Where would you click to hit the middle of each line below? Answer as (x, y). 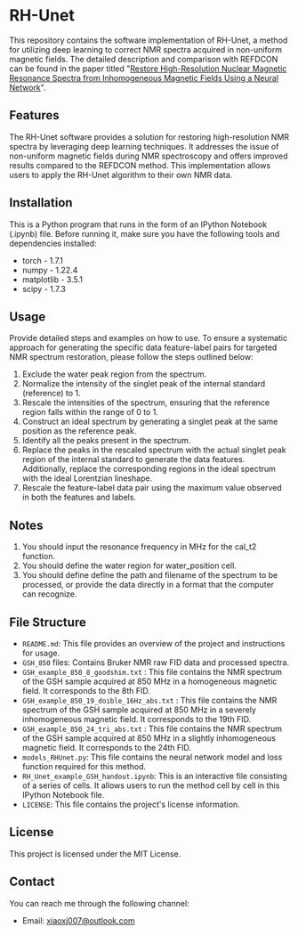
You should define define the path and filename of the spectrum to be (150, 575)
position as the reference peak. (79, 431)
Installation (41, 203)
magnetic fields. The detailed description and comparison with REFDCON (144, 59)
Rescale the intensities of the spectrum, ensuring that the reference (145, 402)
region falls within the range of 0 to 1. (90, 412)
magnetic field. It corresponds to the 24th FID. (107, 748)
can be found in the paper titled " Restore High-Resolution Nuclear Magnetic (148, 69)
